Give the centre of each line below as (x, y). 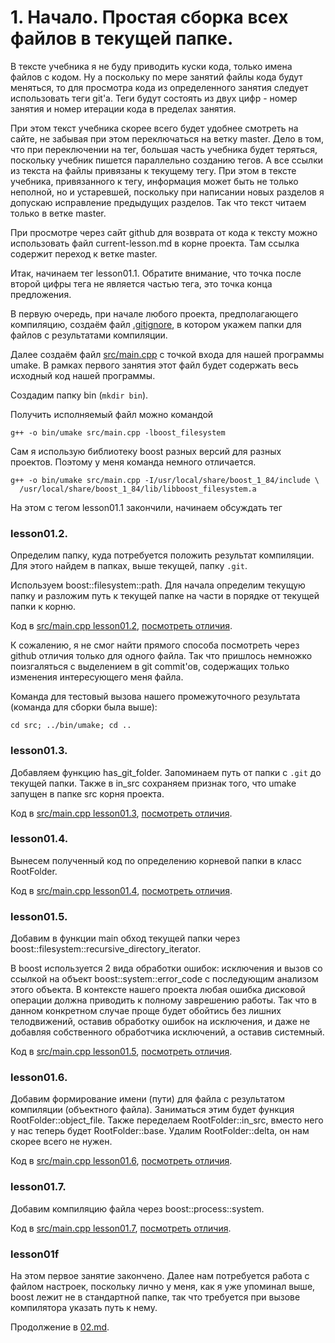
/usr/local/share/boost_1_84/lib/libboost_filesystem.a (138, 489)
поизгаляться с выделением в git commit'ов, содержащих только (150, 667)
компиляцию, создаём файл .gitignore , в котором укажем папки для (156, 324)
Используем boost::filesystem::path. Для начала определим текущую (158, 585)
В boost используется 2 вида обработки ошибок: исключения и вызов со (166, 968)
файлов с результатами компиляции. (89, 335)
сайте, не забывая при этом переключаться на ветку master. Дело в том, (167, 138)
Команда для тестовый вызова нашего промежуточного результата (155, 697)
